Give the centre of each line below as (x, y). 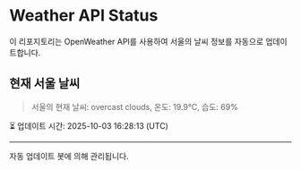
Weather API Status (84, 16)
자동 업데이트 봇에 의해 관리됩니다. (69, 156)
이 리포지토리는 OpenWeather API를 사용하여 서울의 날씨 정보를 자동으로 (137, 41)
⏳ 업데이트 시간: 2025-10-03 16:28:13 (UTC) (89, 125)
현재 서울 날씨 (45, 84)
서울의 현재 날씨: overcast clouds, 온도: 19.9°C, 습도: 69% (135, 106)
